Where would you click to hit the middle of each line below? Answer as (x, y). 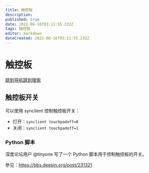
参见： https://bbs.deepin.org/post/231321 (49, 165)
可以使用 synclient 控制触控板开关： (43, 111)
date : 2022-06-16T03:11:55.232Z (39, 24)
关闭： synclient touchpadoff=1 (45, 128)
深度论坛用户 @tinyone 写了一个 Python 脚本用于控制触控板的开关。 (76, 154)
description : (19, 15)
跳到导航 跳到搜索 (23, 80)
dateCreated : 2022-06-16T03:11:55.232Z (47, 39)
